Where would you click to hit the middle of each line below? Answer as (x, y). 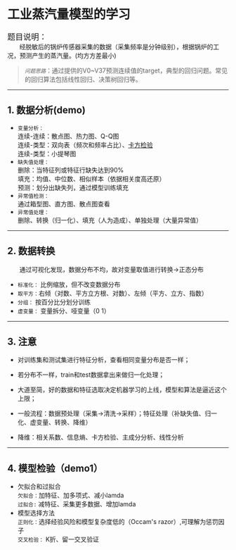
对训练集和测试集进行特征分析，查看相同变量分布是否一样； (104, 360)
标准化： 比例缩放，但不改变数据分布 (69, 284)
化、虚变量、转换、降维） (54, 423)
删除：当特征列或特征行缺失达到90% (71, 170)
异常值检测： (33, 196)
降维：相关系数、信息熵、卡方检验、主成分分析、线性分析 (100, 437)
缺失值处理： (33, 162)
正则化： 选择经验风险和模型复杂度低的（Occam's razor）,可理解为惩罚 (118, 522)
